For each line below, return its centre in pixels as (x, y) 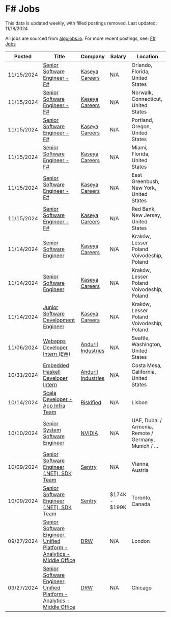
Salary (118, 56)
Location (148, 56)
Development (59, 320)
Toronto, (141, 497)
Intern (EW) (57, 354)
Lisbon (140, 402)
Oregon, (141, 126)
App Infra (54, 405)
